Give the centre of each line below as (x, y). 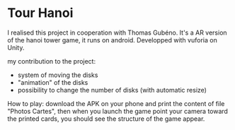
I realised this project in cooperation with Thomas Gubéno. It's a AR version (117, 32)
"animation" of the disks (53, 82)
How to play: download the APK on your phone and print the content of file (116, 103)
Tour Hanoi (40, 13)
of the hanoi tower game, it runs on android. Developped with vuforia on (112, 40)
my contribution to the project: (52, 61)
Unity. (16, 47)
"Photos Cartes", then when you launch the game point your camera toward (118, 111)
